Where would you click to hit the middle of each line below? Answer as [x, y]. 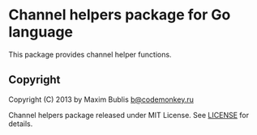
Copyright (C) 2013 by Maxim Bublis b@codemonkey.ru [101, 99]
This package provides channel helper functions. [90, 54]
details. [21, 124]
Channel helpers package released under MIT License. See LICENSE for [129, 115]
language [41, 32]
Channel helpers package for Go [120, 15]
